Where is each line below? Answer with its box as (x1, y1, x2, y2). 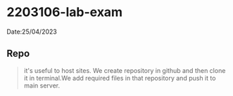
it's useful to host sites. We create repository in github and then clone (23, 66, 226, 74)
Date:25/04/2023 (6, 27, 57, 36)
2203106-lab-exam (6, 4, 123, 20)
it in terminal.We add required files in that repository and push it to (23, 74, 216, 82)
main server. (23, 81, 61, 90)
